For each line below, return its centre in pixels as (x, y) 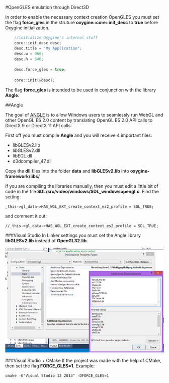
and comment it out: (26, 216)
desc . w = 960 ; (29, 53)
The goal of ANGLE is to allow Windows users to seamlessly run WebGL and (84, 115)
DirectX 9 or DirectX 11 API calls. (38, 125)
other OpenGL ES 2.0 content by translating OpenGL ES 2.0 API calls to (79, 120)
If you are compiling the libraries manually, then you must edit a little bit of (82, 186)
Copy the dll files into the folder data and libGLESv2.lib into (67, 171)
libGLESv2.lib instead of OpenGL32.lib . (47, 240)
